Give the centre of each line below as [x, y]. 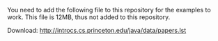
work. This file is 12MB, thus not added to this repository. [89, 17]
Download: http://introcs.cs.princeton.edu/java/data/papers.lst [97, 30]
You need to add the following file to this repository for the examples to [109, 10]
